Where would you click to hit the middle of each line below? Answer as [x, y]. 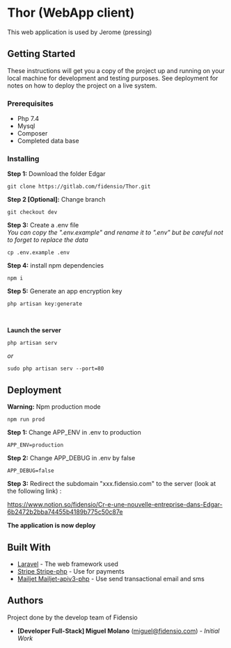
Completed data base [48, 141]
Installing [23, 159]
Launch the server [34, 330]
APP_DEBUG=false [31, 471]
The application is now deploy [51, 526]
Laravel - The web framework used [67, 564]
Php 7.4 [28, 119]
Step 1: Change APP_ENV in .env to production [74, 432]
